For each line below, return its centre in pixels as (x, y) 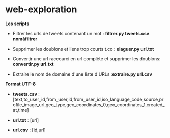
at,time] (21, 110)
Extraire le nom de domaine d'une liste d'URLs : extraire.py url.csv (82, 74)
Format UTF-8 (21, 84)
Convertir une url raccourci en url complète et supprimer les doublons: (87, 59)
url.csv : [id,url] (29, 130)
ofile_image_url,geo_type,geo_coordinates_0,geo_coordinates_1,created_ (89, 105)
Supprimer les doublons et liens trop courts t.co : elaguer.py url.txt (83, 49)
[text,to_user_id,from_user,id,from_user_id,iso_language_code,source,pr (88, 99)
